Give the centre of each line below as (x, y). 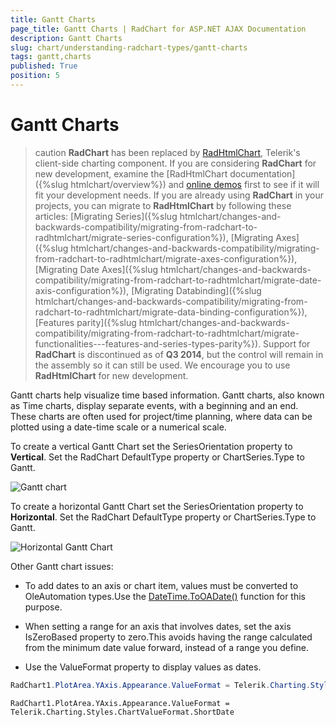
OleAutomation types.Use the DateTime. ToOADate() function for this (165, 596)
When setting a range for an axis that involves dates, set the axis (158, 626)
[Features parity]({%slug (85, 322)
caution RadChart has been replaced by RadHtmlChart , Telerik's (167, 152)
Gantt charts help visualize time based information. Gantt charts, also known (167, 395)
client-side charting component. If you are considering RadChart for (175, 163)
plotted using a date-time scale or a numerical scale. (118, 427)
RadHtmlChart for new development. (111, 375)
